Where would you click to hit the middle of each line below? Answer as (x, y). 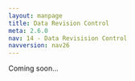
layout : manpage (35, 16)
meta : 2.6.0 (28, 30)
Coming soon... (33, 68)
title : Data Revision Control (59, 23)
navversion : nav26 (39, 46)
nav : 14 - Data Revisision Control (68, 38)
